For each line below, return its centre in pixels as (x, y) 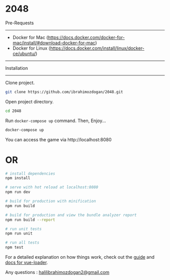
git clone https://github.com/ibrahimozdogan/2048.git (64, 92)
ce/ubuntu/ (24, 53)
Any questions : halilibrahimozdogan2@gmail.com (57, 272)
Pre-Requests (19, 23)
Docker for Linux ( (31, 48)
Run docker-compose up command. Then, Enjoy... (56, 121)
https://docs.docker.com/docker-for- (86, 37)
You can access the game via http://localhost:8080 (58, 139)
